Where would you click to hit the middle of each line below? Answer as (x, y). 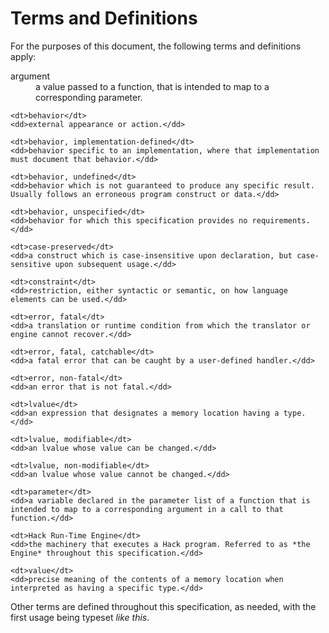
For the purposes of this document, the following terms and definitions (156, 46)
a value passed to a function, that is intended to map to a (152, 86)
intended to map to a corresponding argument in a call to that (147, 509)
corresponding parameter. (89, 97)
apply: (23, 56)
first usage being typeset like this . (80, 617)
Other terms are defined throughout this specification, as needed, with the (163, 606)
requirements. (281, 220)
